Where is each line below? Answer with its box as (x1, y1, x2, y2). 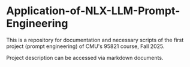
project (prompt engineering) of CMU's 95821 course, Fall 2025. (6, 43, 165, 50)
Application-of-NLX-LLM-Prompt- (6, 4, 180, 18)
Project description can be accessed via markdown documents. (6, 54, 164, 61)
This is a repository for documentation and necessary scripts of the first (6, 36, 184, 43)
